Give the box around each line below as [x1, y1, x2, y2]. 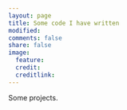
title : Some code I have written [8, 19, 120, 27]
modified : [8, 26, 42, 34]
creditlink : [15, 71, 56, 79]
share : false [8, 41, 52, 49]
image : [8, 49, 30, 57]
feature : [15, 57, 45, 65]
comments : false [8, 33, 62, 42]
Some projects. [8, 92, 58, 102]
